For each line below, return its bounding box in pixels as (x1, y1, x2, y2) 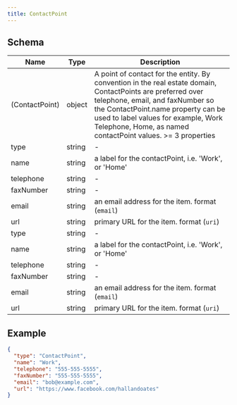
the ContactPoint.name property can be (94, 104, 226, 114)
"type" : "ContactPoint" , (13, 353, 87, 360)
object (66, 100, 88, 110)
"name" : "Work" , (13, 359, 61, 366)
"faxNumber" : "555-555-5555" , (13, 372, 102, 379)
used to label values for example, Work (94, 113, 224, 123)
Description (140, 57, 181, 67)
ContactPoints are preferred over (94, 87, 204, 96)
